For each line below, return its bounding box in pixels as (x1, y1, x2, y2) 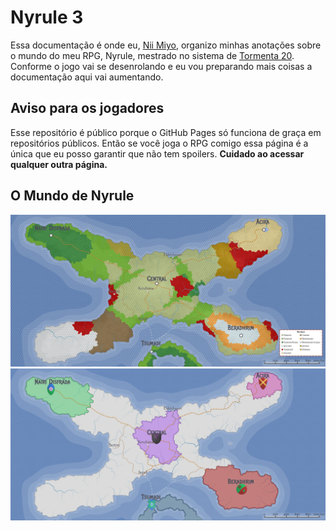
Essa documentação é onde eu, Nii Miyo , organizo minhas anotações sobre (10, 39, 322, 51)
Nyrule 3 (10, 6, 84, 29)
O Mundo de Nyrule (10, 187, 135, 205)
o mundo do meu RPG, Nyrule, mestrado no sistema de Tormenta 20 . (10, 49, 295, 61)
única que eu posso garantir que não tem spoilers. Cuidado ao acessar (10, 147, 305, 160)
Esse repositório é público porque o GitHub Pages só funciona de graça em (10, 126, 322, 138)
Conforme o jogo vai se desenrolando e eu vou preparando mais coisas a (10, 60, 313, 72)
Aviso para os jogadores (10, 100, 165, 117)
